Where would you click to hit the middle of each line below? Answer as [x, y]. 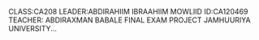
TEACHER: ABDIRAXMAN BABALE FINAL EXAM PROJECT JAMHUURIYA [129, 20]
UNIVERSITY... [32, 28]
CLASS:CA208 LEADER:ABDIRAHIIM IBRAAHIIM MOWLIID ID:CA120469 [128, 12]
